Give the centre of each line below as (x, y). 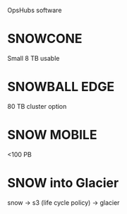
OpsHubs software (35, 10)
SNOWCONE (45, 39)
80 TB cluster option (37, 106)
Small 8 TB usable (34, 58)
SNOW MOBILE (52, 135)
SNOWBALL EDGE (61, 87)
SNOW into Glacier (63, 183)
